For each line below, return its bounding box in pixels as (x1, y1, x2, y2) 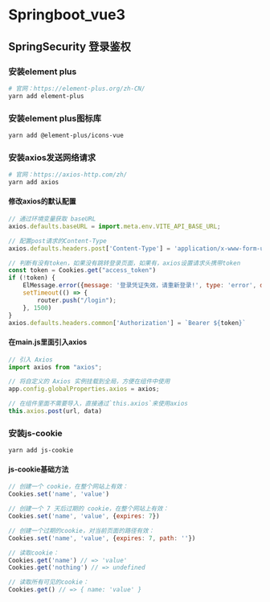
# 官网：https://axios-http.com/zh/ (8, 171, 128, 179)
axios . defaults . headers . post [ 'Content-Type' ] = (8, 244, 171, 253)
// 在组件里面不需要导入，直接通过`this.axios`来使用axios (8, 400, 189, 408)
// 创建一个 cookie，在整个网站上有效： (8, 483, 129, 491)
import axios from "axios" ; (8, 363, 103, 371)
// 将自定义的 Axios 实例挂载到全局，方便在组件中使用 (8, 377, 170, 386)
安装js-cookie (8, 427, 63, 439)
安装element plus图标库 (8, 113, 102, 124)
